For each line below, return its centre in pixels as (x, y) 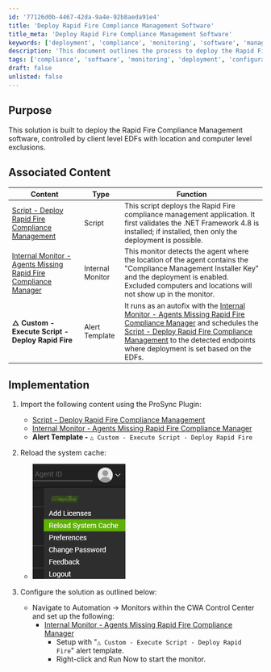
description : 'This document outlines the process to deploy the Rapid (131, 51)
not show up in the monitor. (170, 294)
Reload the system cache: (63, 452)
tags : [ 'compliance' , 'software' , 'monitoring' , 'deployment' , (117, 60)
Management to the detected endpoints (190, 340)
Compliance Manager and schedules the (192, 322)
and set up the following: (73, 616)
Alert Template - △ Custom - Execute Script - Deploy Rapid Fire (142, 437)
